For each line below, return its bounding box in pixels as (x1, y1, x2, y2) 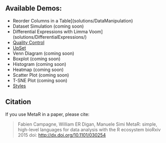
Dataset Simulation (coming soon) (12, 23, 84, 29)
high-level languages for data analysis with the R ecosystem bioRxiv (17, 126, 161, 132)
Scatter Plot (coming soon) (12, 71, 69, 78)
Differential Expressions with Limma (12, 28, 88, 35)
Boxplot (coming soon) (12, 56, 61, 62)
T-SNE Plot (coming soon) (12, 77, 68, 83)
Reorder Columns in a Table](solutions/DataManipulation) (12, 17, 133, 23)
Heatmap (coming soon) (12, 66, 64, 73)
